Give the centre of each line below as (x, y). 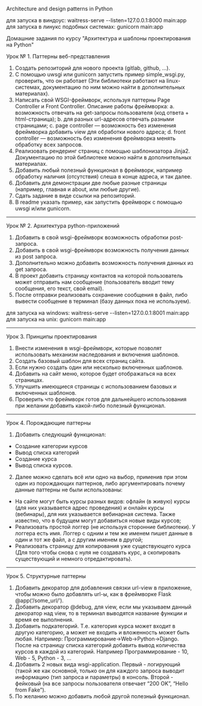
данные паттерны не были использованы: (69, 490)
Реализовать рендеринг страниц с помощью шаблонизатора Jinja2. (103, 151)
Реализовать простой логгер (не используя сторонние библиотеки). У (105, 527)
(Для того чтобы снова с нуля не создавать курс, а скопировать (98, 552)
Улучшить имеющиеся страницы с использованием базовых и (96, 386)
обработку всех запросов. (49, 145)
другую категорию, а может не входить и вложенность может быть (102, 632)
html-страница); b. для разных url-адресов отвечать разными (94, 119)
